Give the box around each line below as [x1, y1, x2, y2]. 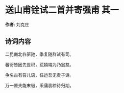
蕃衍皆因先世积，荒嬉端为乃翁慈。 [5, 62, 74, 68]
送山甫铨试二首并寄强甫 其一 [5, 4, 119, 16]
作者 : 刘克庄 [5, 22, 29, 27]
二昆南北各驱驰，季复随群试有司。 [5, 51, 74, 57]
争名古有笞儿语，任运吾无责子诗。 [5, 72, 74, 78]
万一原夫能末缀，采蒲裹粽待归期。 [5, 82, 74, 88]
